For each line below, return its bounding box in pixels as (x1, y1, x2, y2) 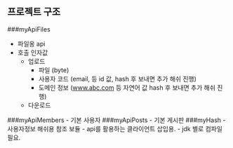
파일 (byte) (38, 65, 69, 74)
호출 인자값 (17, 48, 48, 57)
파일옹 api (17, 39, 46, 48)
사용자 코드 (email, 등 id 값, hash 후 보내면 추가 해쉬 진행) (38, 74, 197, 83)
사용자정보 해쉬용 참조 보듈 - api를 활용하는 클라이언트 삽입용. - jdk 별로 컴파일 (7, 124, 223, 133)
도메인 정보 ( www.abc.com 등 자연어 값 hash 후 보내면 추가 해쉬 (38, 83, 216, 92)
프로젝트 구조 (7, 6, 61, 18)
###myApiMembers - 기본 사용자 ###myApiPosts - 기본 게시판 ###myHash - (7, 116, 226, 124)
